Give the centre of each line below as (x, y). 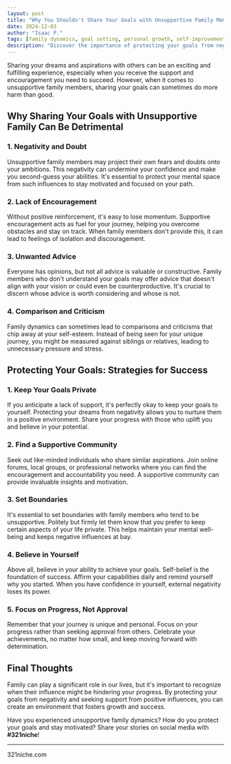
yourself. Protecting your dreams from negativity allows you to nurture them (114, 412)
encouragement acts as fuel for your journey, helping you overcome (103, 224)
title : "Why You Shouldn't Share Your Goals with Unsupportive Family (110, 20)
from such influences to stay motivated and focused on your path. (101, 184)
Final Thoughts (40, 668)
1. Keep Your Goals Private (52, 389)
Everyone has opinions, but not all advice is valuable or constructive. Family (114, 272)
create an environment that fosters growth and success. (87, 707)
